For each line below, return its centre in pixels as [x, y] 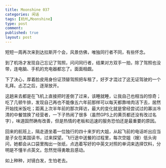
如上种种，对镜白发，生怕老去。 [38, 160]
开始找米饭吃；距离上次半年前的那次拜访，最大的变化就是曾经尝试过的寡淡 [81, 108]
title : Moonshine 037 [27, 10]
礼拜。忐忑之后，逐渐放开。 [33, 85]
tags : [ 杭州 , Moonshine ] [29, 19]
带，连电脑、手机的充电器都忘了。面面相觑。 [51, 69]
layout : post [19, 38]
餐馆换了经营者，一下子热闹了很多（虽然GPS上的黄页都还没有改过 [85, 114]
